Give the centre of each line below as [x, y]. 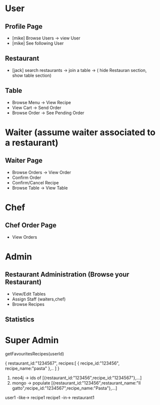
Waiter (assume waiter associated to [80, 132]
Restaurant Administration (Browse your [67, 274]
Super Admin [32, 340]
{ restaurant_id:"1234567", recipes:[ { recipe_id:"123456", [62, 363]
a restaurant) [32, 143]
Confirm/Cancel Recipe [35, 182]
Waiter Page [24, 161]
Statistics [20, 320]
